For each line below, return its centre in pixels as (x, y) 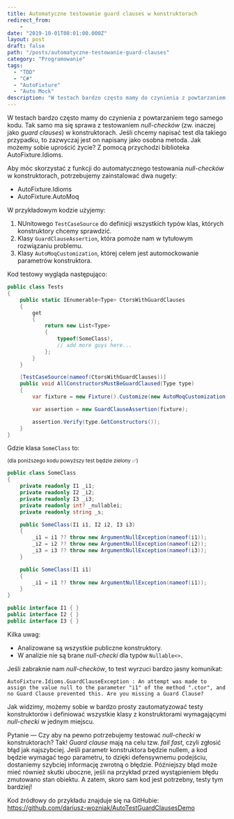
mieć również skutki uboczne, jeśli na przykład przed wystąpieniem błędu (113, 772)
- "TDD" (25, 72)
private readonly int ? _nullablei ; (71, 505)
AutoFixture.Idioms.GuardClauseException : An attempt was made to (107, 681)
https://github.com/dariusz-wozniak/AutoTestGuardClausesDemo (101, 807)
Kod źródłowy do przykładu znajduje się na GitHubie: (83, 800)
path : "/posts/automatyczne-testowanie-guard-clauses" (88, 53)
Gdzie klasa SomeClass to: (44, 448)
